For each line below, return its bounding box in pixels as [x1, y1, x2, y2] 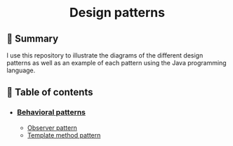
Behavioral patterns [16, 107, 86, 117]
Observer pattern [27, 124, 78, 132]
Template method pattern [27, 131, 101, 139]
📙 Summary [6, 32, 59, 44]
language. [6, 66, 36, 74]
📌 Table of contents [6, 86, 93, 98]
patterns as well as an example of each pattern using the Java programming [6, 59, 227, 67]
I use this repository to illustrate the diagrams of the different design [6, 51, 204, 60]
